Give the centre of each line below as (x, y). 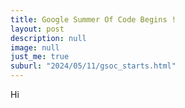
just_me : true (40, 57)
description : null (48, 38)
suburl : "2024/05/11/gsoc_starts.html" (93, 66)
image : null (35, 47)
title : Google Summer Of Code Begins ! (93, 19)
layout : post (37, 29)
